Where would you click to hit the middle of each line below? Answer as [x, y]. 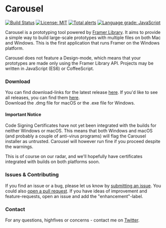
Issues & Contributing [32, 174]
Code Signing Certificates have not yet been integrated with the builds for [81, 125]
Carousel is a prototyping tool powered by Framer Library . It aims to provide [83, 32]
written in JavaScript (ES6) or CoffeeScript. [50, 68]
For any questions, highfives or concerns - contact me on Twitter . [72, 220]
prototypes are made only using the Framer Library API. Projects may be [79, 63]
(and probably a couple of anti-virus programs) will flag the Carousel [76, 136]
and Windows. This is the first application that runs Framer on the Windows [83, 42]
